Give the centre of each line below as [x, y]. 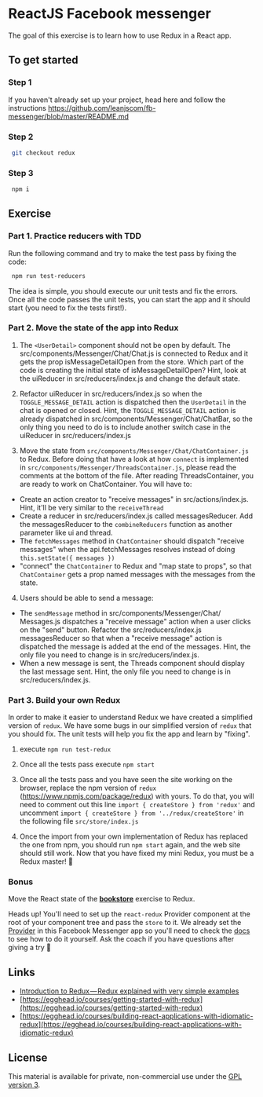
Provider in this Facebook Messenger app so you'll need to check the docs [129, 931]
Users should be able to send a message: [86, 598]
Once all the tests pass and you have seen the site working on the [126, 780]
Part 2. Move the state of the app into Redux [93, 328]
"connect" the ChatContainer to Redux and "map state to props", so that [135, 565]
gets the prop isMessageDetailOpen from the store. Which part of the [131, 361]
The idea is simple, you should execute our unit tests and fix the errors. [123, 291]
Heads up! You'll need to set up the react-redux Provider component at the [130, 914]
